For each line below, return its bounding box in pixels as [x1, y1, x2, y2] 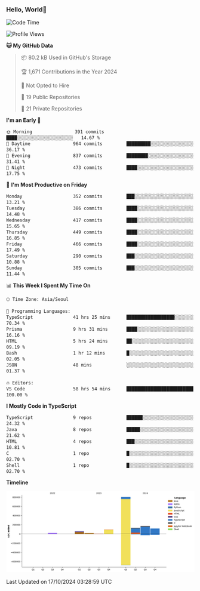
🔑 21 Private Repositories [20, 105, 82, 112]
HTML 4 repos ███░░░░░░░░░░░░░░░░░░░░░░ [6, 439, 194, 445]
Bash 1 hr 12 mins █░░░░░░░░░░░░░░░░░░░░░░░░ [6, 350, 194, 356]
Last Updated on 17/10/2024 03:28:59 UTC [6, 578, 112, 586]
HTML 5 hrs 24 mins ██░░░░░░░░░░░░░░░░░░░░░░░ [6, 338, 194, 344]
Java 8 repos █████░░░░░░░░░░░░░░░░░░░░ [6, 427, 194, 433]
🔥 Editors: [6, 380, 34, 386]
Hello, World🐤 [6, 5, 47, 14]
